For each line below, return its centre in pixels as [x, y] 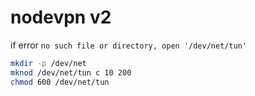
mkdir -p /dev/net [48, 63]
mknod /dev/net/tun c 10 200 [71, 72]
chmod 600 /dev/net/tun [60, 82]
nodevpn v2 [61, 17]
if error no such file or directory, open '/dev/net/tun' [129, 45]
